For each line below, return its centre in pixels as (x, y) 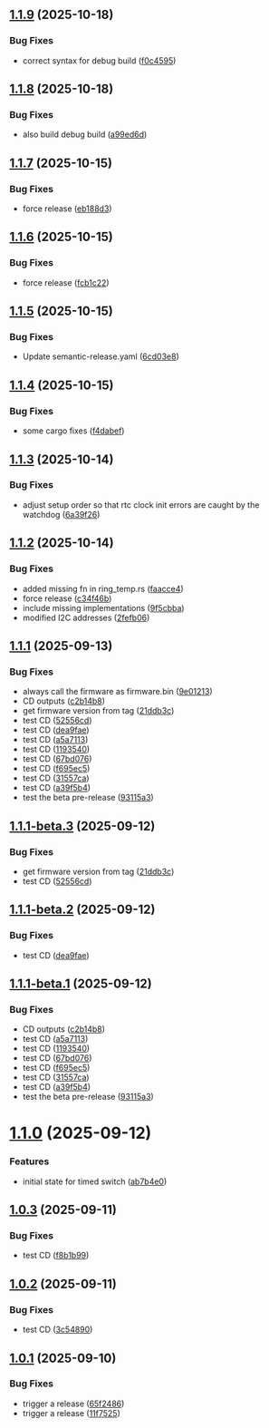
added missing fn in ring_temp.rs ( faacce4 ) (103, 588)
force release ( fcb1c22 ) (66, 282)
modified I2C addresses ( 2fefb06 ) (86, 617)
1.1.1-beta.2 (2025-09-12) (82, 910)
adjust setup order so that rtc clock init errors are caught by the (141, 505)
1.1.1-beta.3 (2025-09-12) (82, 826)
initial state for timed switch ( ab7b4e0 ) (95, 1181)
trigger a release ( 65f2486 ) (73, 1404)
